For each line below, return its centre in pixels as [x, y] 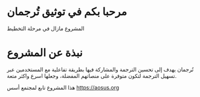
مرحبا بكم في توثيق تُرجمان [67, 12]
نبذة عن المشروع [45, 53]
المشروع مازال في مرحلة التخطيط [46, 28]
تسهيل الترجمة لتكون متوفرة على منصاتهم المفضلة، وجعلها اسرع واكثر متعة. [92, 76]
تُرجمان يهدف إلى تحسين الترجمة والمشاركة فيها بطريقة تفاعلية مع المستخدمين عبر [100, 69]
